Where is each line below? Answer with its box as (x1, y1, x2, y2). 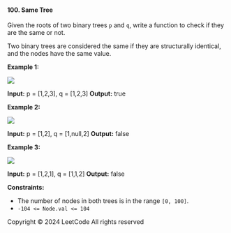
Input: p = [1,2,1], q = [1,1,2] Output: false (7, 170, 125, 178)
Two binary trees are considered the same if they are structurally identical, (7, 42, 221, 50)
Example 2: (7, 103, 40, 112)
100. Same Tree (7, 6, 54, 14)
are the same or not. (7, 29, 66, 37)
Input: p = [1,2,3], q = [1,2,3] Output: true (7, 89, 126, 98)
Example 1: (7, 63, 40, 71)
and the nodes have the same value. (7, 50, 112, 58)
